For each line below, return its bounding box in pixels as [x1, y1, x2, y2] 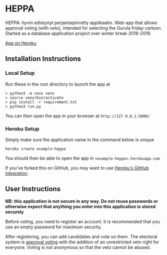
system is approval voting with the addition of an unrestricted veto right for [5, 239, 159, 245]
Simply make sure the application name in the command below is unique [5, 137, 154, 143]
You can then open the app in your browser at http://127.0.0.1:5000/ [5, 112, 150, 118]
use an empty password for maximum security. [5, 224, 102, 230]
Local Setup [5, 70, 35, 77]
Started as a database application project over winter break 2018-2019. [5, 30, 151, 36]
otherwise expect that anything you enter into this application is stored [5, 203, 156, 209]
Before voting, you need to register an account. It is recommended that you [5, 218, 160, 224]
